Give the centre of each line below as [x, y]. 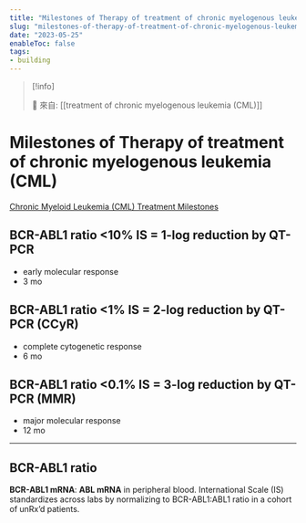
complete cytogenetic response [82, 346]
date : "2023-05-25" [46, 35]
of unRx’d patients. [45, 509]
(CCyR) [57, 324]
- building [30, 60]
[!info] [43, 86]
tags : [20, 52]
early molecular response [71, 271]
